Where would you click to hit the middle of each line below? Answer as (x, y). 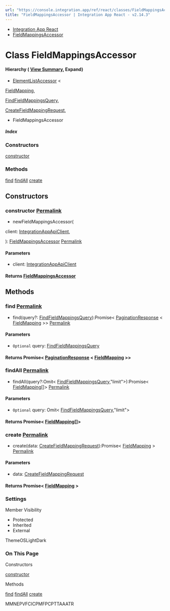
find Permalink (24, 306)
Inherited (22, 525)
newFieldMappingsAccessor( (43, 222)
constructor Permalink (33, 210)
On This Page (22, 553)
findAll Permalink (27, 370)
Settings (16, 499)
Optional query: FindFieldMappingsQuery (56, 345)
